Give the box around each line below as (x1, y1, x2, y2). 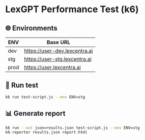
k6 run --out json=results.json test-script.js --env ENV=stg (5, 125, 140, 130)
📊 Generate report (5, 109, 66, 118)
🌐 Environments (5, 24, 57, 32)
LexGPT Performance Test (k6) (5, 4, 139, 15)
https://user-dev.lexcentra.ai (23, 47, 93, 54)
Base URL (46, 39, 71, 46)
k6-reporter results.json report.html (5, 130, 88, 135)
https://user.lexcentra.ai (23, 64, 81, 71)
